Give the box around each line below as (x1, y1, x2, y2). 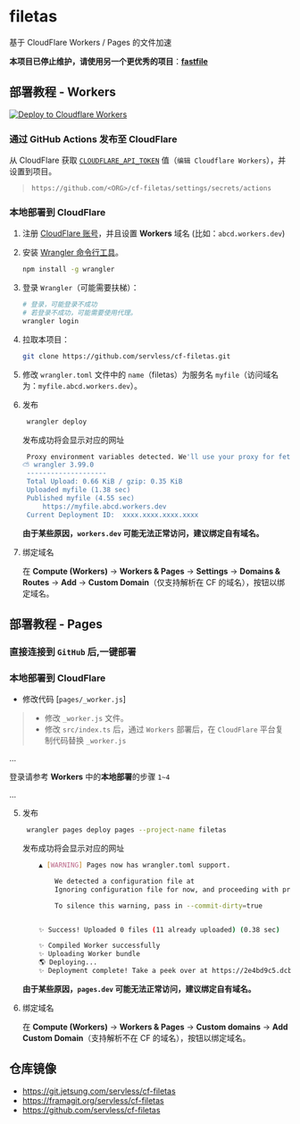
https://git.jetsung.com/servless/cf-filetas (21, 1086, 176, 1096)
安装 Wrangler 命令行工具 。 (21, 247, 123, 258)
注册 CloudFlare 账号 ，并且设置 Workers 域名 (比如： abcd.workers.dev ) (21, 228, 286, 239)
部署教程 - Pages (9, 617, 103, 632)
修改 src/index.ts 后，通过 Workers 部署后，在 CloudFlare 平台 (44, 724, 276, 734)
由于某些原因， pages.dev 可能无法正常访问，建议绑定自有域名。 (21, 983, 256, 994)
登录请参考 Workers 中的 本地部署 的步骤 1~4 (9, 771, 171, 783)
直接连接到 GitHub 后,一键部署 (9, 645, 137, 658)
